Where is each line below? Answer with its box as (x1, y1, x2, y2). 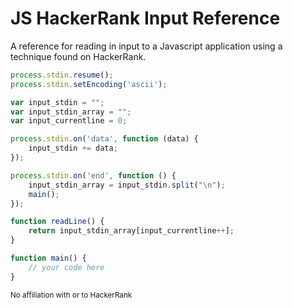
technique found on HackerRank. (10, 50, 147, 62)
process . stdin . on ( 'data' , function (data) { (10, 134, 199, 144)
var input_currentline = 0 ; (10, 116, 128, 126)
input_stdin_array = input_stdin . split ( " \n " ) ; (28, 180, 226, 190)
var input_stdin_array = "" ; (10, 107, 132, 117)
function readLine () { (10, 217, 105, 227)
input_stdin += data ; (28, 143, 118, 154)
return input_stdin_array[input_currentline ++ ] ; (28, 226, 235, 236)
